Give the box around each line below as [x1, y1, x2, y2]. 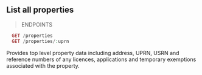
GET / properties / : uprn [12, 38, 69, 44]
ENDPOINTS [21, 21, 53, 28]
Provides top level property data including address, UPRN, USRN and [6, 49, 179, 56]
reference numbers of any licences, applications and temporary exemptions [6, 56, 197, 63]
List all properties [6, 5, 74, 15]
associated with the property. [6, 62, 80, 69]
